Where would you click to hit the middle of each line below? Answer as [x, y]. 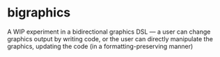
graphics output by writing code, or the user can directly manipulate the [110, 38]
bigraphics [39, 13]
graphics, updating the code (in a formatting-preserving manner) [100, 46]
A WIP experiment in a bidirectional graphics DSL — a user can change [109, 32]
